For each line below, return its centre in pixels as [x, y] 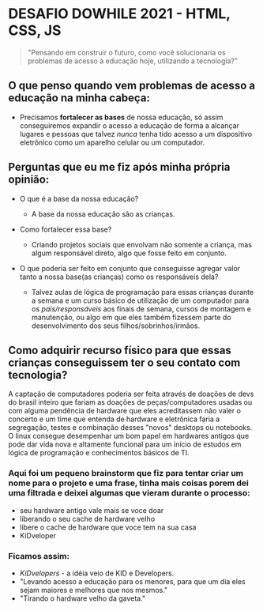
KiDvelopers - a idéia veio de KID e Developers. [97, 573]
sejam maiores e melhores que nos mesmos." [94, 590]
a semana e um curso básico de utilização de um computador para [140, 300]
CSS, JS [35, 30]
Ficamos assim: [39, 556]
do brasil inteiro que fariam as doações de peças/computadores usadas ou [130, 402]
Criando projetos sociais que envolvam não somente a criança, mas [142, 244]
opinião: [29, 180]
